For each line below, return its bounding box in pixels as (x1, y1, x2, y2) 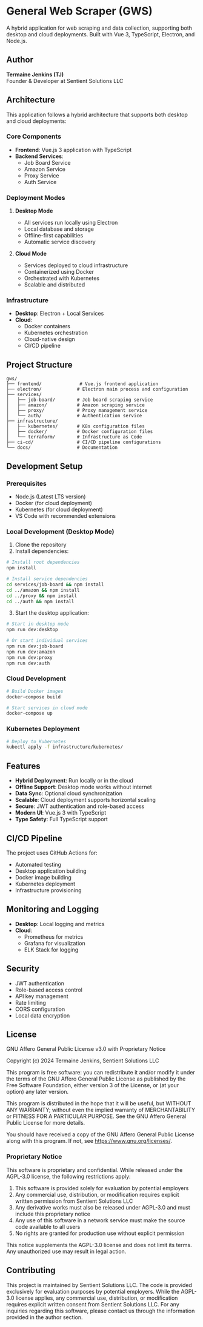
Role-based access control (15, 986, 83, 993)
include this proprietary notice (15, 1210, 91, 1217)
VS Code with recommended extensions (15, 512, 116, 519)
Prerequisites (6, 479, 47, 488)
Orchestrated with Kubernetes (24, 274, 100, 282)
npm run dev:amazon (6, 649, 56, 655)
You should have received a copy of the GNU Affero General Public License (6, 1131, 195, 1138)
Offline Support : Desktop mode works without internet (15, 783, 153, 791)
